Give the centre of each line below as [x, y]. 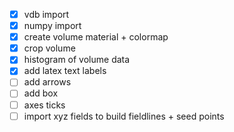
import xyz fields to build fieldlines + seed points [124, 116]
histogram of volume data [77, 60]
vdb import [46, 14]
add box [41, 93]
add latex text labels [65, 71]
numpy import [52, 26]
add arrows [47, 82]
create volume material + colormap [96, 37]
